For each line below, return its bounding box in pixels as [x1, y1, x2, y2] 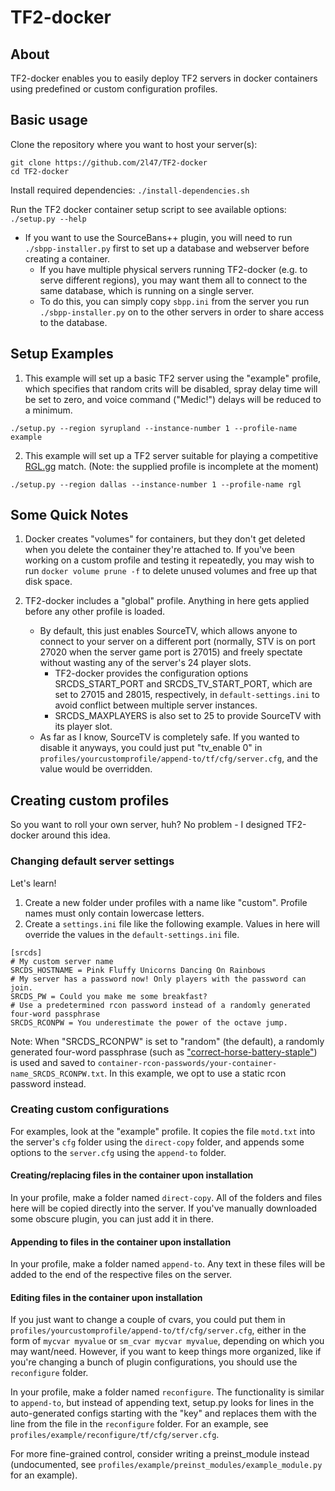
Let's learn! [10, 877, 57, 889]
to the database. [39, 316, 108, 328]
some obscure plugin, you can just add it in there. [10, 1213, 215, 1225]
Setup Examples [10, 346, 114, 363]
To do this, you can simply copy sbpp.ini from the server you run [39, 295, 310, 307]
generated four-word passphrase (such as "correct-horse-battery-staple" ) [10, 1046, 318, 1058]
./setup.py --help [10, 214, 87, 224]
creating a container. [24, 252, 110, 265]
